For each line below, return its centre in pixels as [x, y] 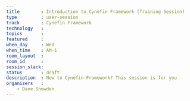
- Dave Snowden [36, 89]
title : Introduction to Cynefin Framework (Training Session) [96, 12]
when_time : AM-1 [32, 50]
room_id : [25, 61]
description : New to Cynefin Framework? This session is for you [92, 78]
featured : [25, 39]
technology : [25, 28]
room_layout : [25, 56]
